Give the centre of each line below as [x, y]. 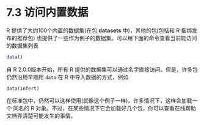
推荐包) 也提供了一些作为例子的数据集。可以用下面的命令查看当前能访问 [107, 38]
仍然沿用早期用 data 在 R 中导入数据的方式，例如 [67, 77]
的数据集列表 [22, 46]
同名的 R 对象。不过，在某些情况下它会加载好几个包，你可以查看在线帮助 [105, 108]
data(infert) [23, 89]
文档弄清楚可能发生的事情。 [41, 115]
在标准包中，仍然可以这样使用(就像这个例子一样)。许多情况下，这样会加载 [99, 100]
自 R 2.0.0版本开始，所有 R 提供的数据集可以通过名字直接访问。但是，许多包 [102, 69]
